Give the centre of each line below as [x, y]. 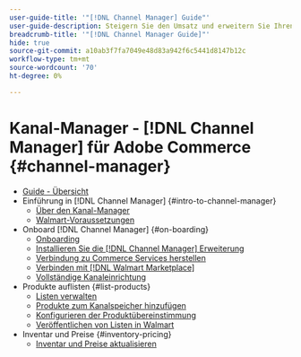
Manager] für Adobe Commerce [130, 147]
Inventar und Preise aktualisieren [96, 344]
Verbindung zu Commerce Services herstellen [120, 257]
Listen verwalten [66, 296]
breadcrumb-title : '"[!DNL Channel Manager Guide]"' [110, 34]
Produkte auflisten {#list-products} [86, 286]
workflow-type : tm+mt [50, 59]
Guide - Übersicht [56, 191]
